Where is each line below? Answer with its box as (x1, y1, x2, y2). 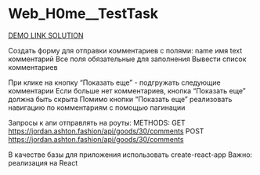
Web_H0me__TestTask (8, 5, 159, 23)
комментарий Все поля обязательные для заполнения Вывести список (8, 54, 247, 64)
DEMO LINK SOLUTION (8, 31, 84, 40)
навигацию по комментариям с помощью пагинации (8, 103, 186, 112)
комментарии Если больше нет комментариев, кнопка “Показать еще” (8, 86, 246, 95)
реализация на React (8, 158, 78, 167)
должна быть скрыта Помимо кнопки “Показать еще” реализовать (8, 94, 233, 104)
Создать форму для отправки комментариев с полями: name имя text (8, 46, 243, 55)
